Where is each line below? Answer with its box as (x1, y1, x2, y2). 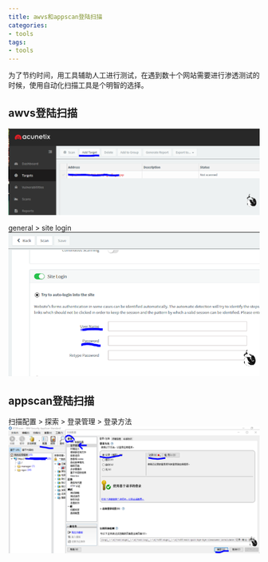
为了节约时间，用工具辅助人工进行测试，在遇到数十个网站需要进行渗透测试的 (8, 70, 260, 80)
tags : (8, 38, 26, 46)
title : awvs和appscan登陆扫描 (8, 13, 103, 21)
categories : (8, 21, 48, 30)
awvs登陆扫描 (8, 106, 78, 120)
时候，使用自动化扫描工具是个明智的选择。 (8, 81, 148, 90)
